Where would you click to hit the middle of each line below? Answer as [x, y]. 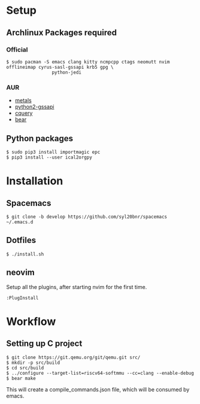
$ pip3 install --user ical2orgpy [49, 157]
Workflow [31, 321]
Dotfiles [21, 240]
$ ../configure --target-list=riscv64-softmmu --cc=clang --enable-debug [100, 373]
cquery [24, 113]
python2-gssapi [34, 107]
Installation [35, 181]
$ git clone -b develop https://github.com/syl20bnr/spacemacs [87, 217]
